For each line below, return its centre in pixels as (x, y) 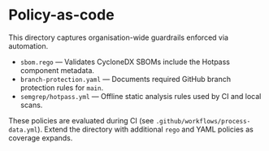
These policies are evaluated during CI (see (81, 120)
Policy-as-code (62, 15)
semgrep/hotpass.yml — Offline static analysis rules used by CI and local (141, 96)
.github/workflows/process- (203, 121)
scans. (31, 105)
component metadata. (57, 70)
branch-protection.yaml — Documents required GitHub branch (126, 79)
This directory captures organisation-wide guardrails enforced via (119, 37)
